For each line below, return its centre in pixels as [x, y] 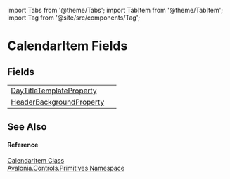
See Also [27, 127]
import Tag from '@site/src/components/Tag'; [74, 18]
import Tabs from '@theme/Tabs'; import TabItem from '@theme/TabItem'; [115, 10]
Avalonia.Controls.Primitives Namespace [66, 168]
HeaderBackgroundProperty [58, 102]
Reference [23, 145]
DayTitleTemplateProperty [54, 91]
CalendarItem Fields [68, 46]
